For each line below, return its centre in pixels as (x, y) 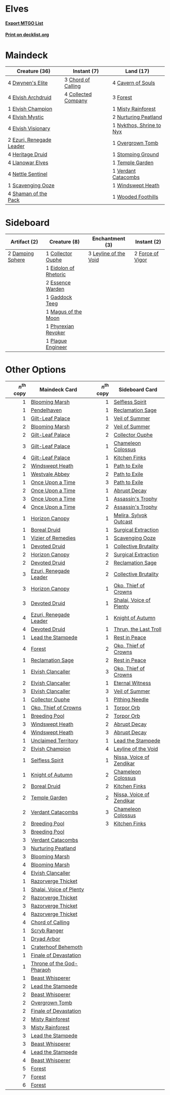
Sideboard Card (138, 389)
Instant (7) (86, 71)
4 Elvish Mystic (26, 117)
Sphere (16, 260)
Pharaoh (41, 969)
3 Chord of (77, 80)
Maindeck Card (58, 389)
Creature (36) (34, 71)
